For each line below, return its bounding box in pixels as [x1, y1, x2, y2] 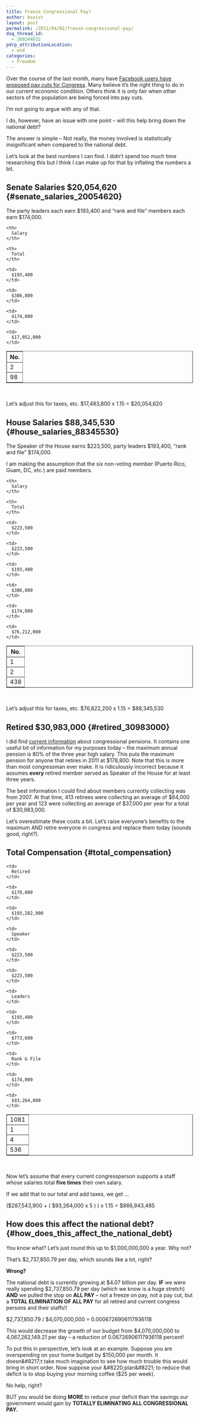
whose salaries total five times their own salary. [6, 1178, 123, 1186]
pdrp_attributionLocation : [6, 42, 73, 48]
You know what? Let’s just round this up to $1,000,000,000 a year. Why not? [6, 1244, 191, 1252]
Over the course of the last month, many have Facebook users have [6, 75, 172, 82]
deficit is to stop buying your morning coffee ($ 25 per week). [6, 1370, 155, 1377]
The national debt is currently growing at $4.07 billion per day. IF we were [6, 1279, 186, 1286]
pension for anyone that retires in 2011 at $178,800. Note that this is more [6, 756, 184, 764]
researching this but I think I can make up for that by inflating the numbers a [6, 159, 191, 166]
